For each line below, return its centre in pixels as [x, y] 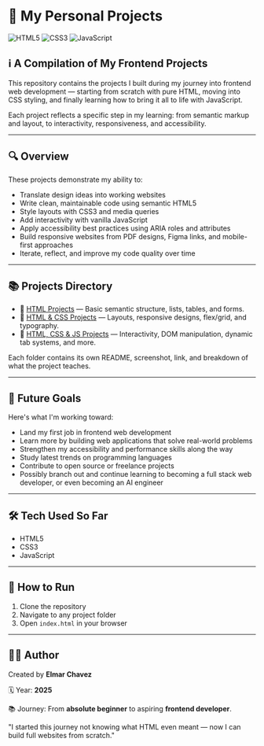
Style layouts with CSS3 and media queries [89, 211]
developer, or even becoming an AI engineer [91, 482]
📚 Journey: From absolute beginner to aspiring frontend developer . [120, 708]
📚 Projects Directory [60, 286]
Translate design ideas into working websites [93, 194]
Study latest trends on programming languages [96, 458]
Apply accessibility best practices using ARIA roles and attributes [125, 228]
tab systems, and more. [58, 342]
